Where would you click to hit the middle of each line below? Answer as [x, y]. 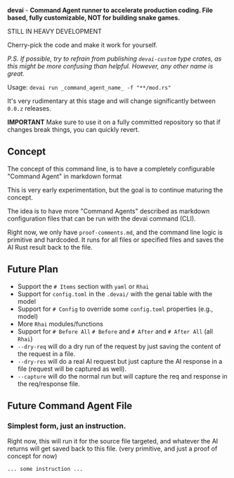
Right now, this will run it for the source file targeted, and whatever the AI [113, 441]
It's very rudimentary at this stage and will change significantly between [112, 101]
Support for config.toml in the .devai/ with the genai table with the [115, 294]
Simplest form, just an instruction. [67, 426]
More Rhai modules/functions [60, 324]
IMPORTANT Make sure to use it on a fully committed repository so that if [114, 122]
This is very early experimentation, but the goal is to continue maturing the [115, 190]
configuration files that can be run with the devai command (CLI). [102, 219]
